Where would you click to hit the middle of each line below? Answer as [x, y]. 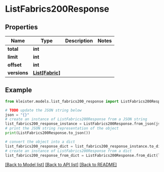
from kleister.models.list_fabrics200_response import [62, 101]
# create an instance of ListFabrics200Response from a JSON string [76, 119]
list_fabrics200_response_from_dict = [44, 155]
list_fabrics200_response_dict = [39, 146]
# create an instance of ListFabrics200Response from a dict [69, 151]
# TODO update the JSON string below [43, 110]
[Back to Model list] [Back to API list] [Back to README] [61, 165]
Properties [21, 27]
